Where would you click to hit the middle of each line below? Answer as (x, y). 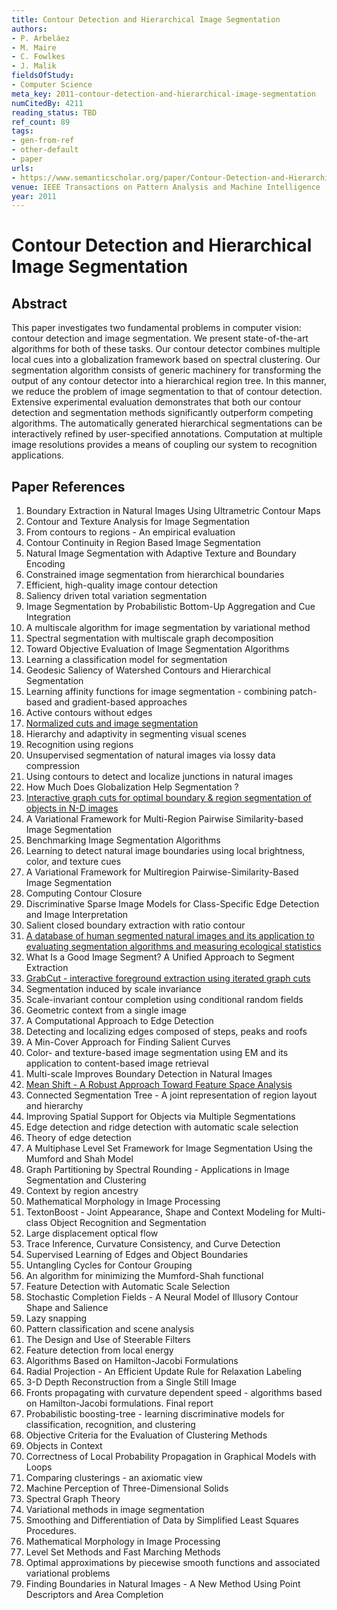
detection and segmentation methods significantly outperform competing (162, 413)
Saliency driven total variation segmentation (116, 596)
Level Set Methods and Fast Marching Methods (123, 1552)
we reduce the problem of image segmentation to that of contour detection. (167, 392)
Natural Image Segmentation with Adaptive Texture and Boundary (161, 553)
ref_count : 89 (41, 122)
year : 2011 (34, 196)
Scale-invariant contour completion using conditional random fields (164, 1000)
